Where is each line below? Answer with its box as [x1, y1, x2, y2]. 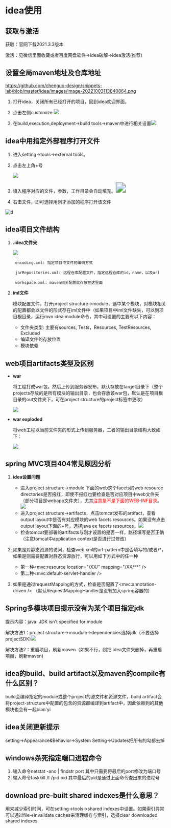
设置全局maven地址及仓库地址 [5, 69, 101, 77]
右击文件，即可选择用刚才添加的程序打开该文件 [12, 198, 111, 205]
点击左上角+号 [12, 162, 43, 168]
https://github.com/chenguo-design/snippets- [5, 82, 103, 89]
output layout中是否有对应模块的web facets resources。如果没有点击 [20, 516, 165, 523]
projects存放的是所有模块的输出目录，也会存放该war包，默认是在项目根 [12, 390, 163, 396]
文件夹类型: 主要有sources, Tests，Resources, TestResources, [20, 324, 152, 330]
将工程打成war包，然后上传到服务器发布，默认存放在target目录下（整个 [12, 384, 163, 390]
